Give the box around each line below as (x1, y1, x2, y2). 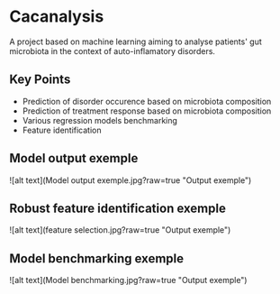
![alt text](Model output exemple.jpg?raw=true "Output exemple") (9, 174, 252, 186)
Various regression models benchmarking (22, 115, 178, 125)
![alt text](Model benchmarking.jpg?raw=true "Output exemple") (9, 275, 248, 286)
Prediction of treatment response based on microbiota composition (22, 106, 272, 116)
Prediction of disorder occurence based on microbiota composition (22, 96, 272, 106)
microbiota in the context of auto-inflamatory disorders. (9, 45, 216, 56)
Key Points (9, 72, 71, 87)
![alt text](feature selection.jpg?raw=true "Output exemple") (9, 225, 231, 235)
